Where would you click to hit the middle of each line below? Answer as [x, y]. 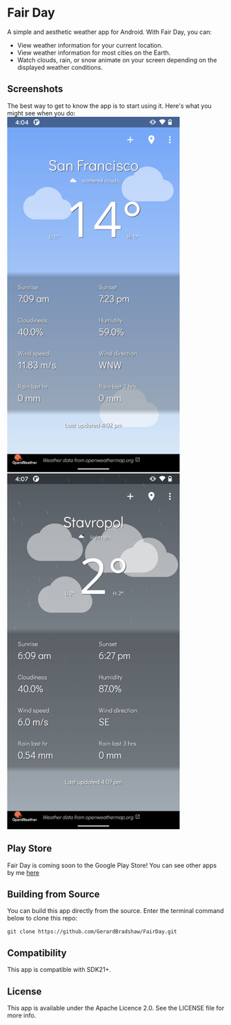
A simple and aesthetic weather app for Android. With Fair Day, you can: [110, 32]
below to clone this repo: [42, 918]
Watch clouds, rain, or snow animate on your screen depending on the [117, 59]
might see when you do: [41, 113]
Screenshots [35, 89]
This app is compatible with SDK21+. [59, 970]
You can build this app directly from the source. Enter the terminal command [115, 911]
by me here [23, 872]
